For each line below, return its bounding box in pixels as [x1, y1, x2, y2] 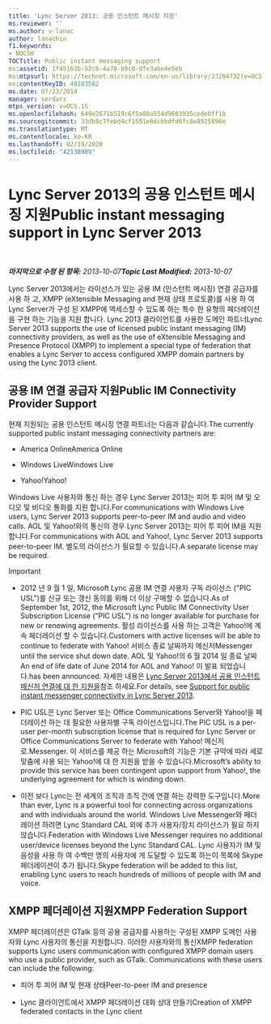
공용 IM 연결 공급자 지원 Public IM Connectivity [8, 383, 237, 398]
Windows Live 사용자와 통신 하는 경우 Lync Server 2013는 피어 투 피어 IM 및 [8, 493, 252, 502]
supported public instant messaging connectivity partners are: [8, 428, 216, 438]
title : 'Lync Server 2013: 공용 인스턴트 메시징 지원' [8, 11, 179, 20]
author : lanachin [8, 34, 67, 43]
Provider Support [8, 397, 97, 411]
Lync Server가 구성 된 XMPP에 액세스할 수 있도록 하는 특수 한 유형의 [8, 304, 226, 314]
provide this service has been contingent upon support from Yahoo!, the [19, 766, 261, 776]
